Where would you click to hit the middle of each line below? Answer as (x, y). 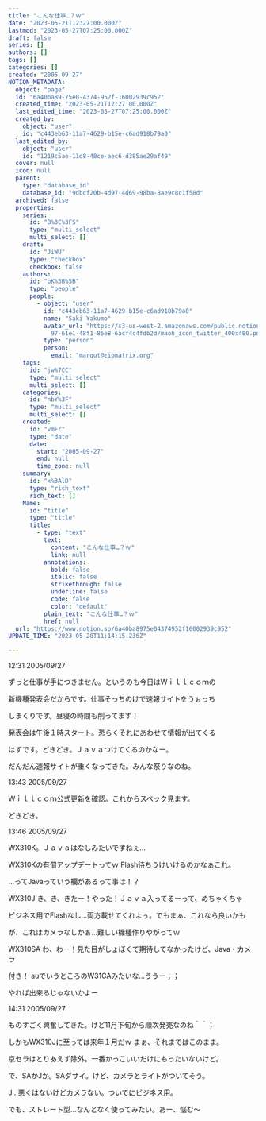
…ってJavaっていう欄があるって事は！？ (74, 882)
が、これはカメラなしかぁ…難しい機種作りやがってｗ (94, 932)
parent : (28, 178)
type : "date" (51, 437)
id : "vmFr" (47, 429)
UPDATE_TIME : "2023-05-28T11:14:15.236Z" (78, 636)
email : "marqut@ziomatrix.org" (102, 356)
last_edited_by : (42, 141)
